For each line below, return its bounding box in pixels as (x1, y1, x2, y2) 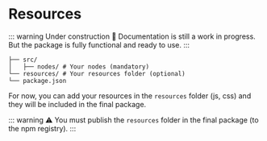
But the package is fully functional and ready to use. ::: (8, 39, 190, 49)
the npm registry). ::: (8, 123, 77, 133)
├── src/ (8, 56, 38, 64)
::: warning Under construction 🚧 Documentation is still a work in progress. (8, 31, 256, 41)
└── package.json (8, 77, 67, 85)
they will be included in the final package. (8, 99, 147, 109)
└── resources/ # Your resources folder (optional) (8, 69, 186, 77)
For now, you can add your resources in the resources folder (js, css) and (8, 90, 252, 101)
